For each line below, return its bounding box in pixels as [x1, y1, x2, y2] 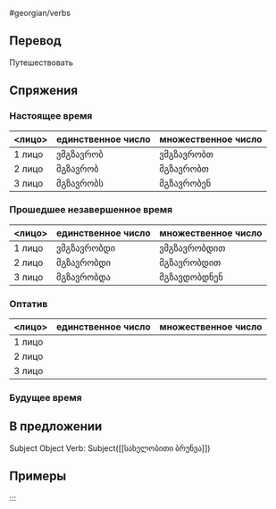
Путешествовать [9, 57, 74, 68]
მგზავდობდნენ [159, 271, 223, 283]
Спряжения [9, 83, 79, 98]
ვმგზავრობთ [159, 147, 214, 160]
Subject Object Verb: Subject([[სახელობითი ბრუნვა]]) [9, 442, 211, 454]
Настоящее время [9, 110, 93, 122]
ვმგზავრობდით [159, 241, 226, 254]
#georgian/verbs [9, 8, 71, 18]
